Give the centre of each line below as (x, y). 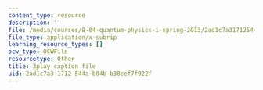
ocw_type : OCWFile (38, 52)
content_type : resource (47, 15)
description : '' (34, 23)
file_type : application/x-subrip (63, 37)
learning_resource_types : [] (56, 45)
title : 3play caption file (52, 67)
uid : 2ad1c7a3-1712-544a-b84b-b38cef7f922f (80, 74)
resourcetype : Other (42, 59)
